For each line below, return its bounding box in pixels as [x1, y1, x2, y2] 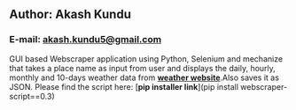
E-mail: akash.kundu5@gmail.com [9, 33, 162, 46]
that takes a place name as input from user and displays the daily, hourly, [9, 62, 277, 73]
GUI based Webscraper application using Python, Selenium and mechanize [9, 53, 284, 64]
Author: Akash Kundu [9, 7, 131, 22]
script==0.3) [9, 91, 55, 101]
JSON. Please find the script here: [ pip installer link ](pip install [9, 81, 239, 92]
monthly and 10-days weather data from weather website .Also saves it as [9, 72, 279, 83]
